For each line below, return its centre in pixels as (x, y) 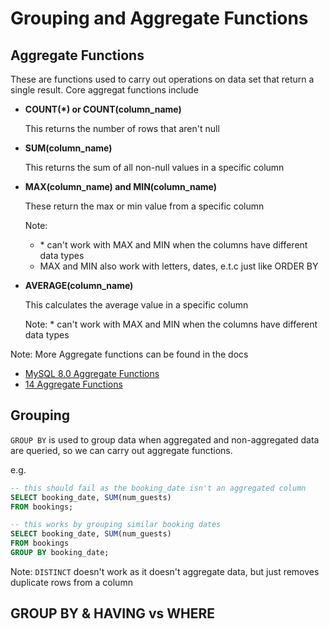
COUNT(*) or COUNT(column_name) (103, 109)
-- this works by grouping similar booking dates (116, 525)
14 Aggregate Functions (73, 384)
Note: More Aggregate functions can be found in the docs (129, 354)
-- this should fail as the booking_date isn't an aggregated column (158, 488)
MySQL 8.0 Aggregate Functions (92, 373)
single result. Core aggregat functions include (104, 90)
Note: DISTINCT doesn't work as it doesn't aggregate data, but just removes (165, 571)
